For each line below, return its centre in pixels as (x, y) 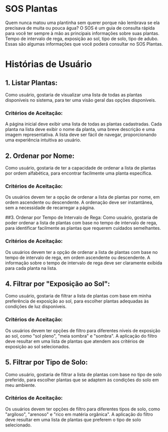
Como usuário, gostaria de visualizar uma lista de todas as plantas (74, 95)
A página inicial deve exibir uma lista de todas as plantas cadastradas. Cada (83, 124)
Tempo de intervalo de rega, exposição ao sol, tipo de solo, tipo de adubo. (82, 39)
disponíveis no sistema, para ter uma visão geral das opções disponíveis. (81, 100)
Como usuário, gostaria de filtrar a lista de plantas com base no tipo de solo (83, 374)
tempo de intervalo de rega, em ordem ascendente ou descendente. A (78, 257)
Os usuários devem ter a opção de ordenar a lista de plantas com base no (81, 252)
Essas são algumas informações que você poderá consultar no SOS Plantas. (84, 44)
